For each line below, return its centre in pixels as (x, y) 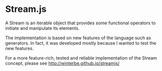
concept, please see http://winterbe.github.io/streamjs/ (62, 63)
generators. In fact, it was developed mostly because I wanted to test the (81, 43)
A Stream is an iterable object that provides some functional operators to (80, 23)
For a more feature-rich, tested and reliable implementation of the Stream (81, 58)
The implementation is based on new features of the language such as (78, 38)
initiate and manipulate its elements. (42, 28)
